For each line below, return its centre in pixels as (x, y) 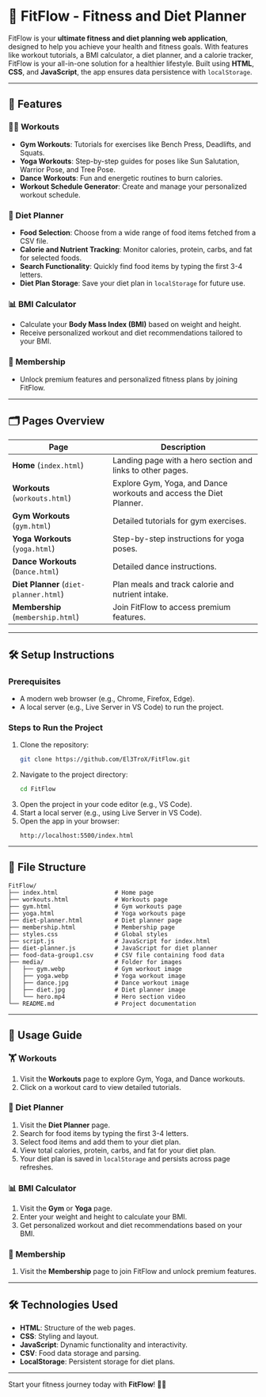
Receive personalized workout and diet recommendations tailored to (131, 333)
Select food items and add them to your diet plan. (100, 1142)
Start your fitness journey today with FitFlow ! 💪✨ (87, 1384)
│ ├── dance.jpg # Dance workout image (99, 983)
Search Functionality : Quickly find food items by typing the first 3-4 (131, 266)
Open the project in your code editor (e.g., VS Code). (106, 804)
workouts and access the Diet (167, 493)
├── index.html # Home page (81, 892)
